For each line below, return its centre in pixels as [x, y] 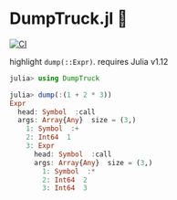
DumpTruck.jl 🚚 [68, 19]
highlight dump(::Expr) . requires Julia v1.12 [89, 61]
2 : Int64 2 [65, 180]
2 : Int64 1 [48, 137]
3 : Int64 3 [65, 188]
